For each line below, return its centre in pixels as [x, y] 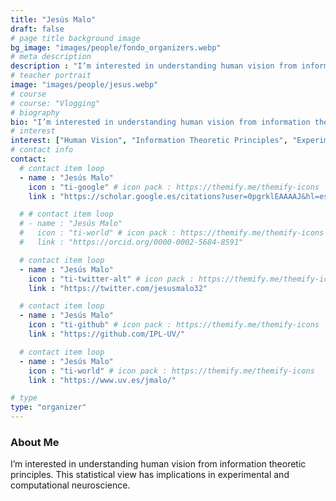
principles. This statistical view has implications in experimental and [150, 475]
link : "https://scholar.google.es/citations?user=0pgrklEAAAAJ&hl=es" [180, 196]
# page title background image [75, 38]
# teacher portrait [51, 76]
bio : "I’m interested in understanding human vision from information [160, 122]
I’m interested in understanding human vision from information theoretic [158, 464]
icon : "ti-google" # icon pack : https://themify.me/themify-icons [174, 187]
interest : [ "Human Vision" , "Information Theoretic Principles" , [149, 141]
